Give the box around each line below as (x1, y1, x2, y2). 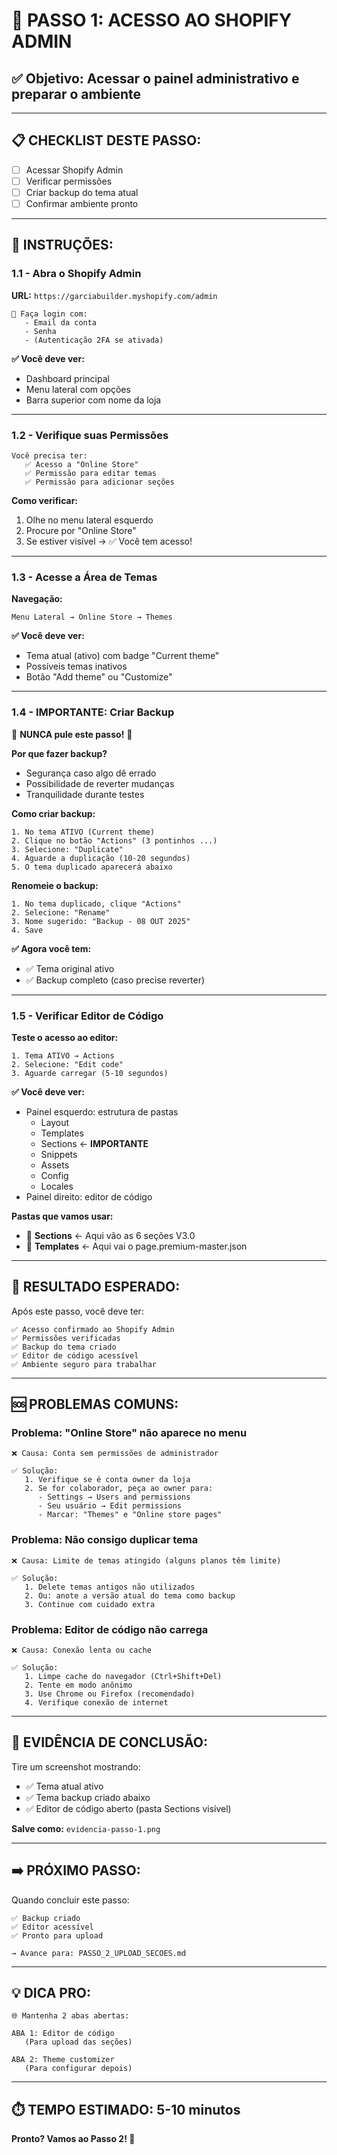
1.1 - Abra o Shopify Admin (11, 267, 142, 281)
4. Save (11, 925, 44, 935)
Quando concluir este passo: (11, 1894, 130, 1906)
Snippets (40, 1148, 78, 1160)
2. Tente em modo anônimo (24, 1680, 133, 1691)
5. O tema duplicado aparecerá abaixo (11, 862, 173, 872)
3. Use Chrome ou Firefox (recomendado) (24, 1689, 196, 1699)
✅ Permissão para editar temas (24, 469, 157, 479)
